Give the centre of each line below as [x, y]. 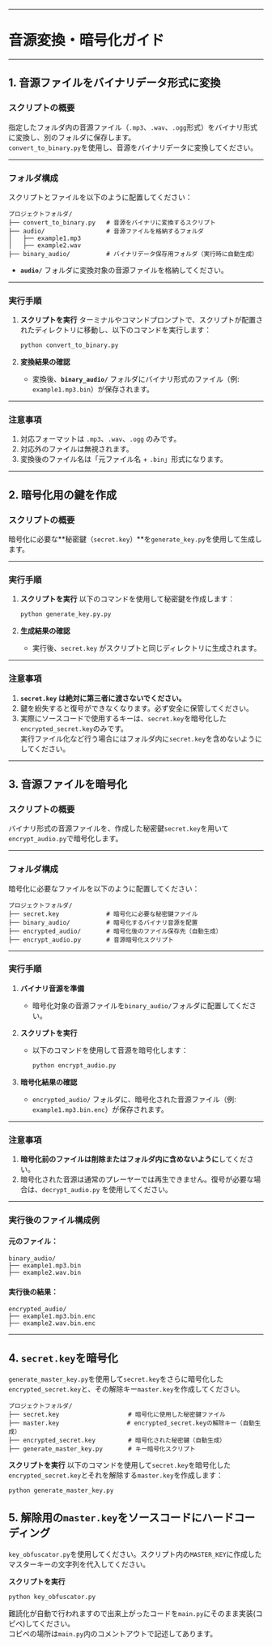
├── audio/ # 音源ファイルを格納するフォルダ [106, 231]
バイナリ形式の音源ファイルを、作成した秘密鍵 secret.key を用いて [119, 828]
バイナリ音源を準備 [52, 988]
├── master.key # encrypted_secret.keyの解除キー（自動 [132, 1423]
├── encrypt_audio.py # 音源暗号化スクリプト [91, 940]
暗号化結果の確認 [49, 1082]
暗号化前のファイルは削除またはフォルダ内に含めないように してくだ [133, 1159]
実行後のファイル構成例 [54, 1220]
